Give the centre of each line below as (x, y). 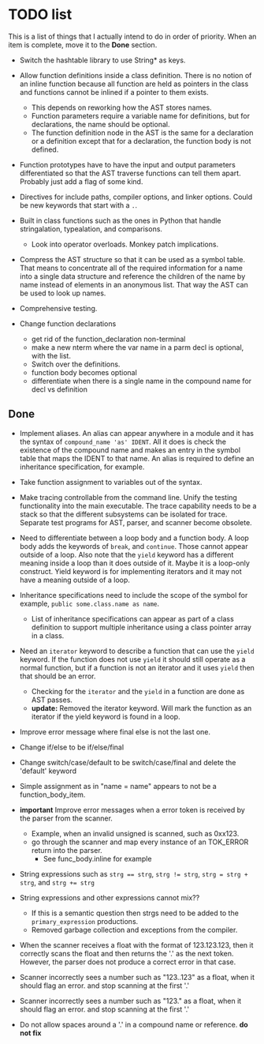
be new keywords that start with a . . (78, 205)
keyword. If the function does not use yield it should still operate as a (132, 659)
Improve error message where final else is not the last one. (115, 731)
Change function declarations (68, 323)
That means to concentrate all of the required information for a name (131, 268)
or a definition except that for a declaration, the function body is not (141, 141)
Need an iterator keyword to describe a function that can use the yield (137, 651)
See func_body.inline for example (97, 858)
